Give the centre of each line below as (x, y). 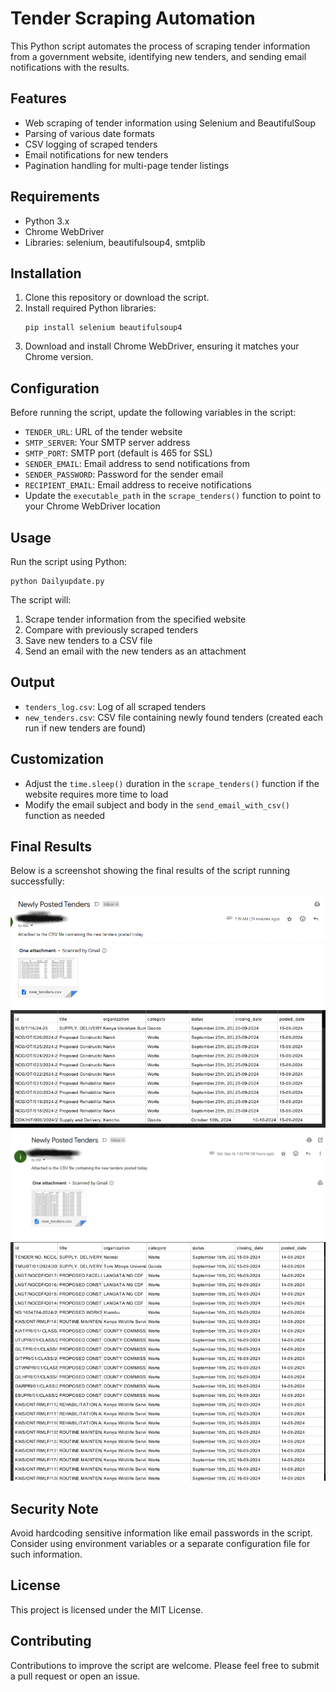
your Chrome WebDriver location (92, 506)
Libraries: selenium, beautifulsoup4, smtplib (115, 242)
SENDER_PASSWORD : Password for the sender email (124, 474)
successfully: (37, 881)
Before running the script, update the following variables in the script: (153, 413)
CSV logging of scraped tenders (91, 144)
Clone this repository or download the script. (117, 298)
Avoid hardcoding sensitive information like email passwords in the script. (161, 1533)
